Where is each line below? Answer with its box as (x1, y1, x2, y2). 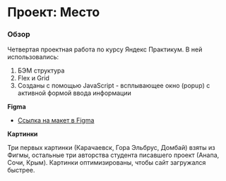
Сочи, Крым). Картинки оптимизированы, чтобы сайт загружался (7, 158, 206, 167)
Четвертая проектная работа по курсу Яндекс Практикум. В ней (7, 45, 203, 54)
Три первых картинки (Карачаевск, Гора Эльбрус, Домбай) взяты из (7, 144, 215, 152)
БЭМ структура (17, 66, 65, 75)
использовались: (7, 53, 59, 61)
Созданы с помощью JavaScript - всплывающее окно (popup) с (17, 82, 210, 90)
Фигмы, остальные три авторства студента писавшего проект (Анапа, (7, 151, 220, 159)
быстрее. (7, 166, 35, 175)
